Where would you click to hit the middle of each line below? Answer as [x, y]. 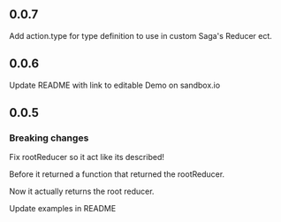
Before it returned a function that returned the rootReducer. [117, 174]
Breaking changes [49, 138]
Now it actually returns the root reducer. [82, 191]
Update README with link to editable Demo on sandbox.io [115, 85]
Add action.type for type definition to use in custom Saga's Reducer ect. [140, 35]
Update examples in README [63, 209]
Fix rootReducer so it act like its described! [87, 157]
